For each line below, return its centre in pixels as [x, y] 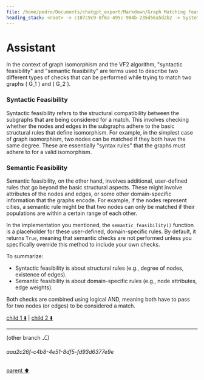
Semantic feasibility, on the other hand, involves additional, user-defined [97, 181]
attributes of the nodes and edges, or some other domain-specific [89, 194]
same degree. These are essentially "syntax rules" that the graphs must [96, 145]
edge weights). [34, 287]
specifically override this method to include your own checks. [83, 245]
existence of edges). [41, 275]
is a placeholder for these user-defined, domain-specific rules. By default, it [101, 231]
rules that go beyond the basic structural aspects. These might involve [94, 188]
